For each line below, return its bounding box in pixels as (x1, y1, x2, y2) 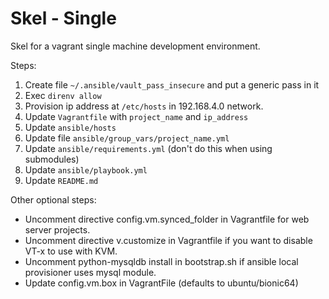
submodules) (24, 153, 80, 165)
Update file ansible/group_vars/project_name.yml (24, 132, 230, 144)
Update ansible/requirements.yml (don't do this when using (24, 142, 273, 154)
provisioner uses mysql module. (24, 266, 157, 278)
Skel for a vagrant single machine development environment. (10, 40, 261, 52)
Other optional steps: (10, 193, 97, 206)
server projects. (24, 223, 91, 236)
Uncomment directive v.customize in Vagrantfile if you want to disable (24, 234, 313, 246)
